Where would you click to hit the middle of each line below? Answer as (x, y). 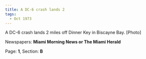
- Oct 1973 (21, 19)
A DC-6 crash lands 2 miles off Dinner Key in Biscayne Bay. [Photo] (73, 33)
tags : (11, 14)
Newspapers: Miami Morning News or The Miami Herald (63, 42)
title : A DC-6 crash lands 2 (35, 10)
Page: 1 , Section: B (24, 51)
